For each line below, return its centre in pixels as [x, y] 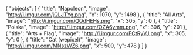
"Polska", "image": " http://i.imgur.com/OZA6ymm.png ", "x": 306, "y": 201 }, [96, 27]
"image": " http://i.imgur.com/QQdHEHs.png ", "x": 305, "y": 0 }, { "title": [91, 21]
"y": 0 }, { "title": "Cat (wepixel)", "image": [56, 39]
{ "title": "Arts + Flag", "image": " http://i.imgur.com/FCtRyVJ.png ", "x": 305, [96, 33]
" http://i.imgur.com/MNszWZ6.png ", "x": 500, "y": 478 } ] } [77, 46]
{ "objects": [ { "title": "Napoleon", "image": [57, 8]
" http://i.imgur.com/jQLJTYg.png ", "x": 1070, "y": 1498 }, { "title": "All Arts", [96, 15]
